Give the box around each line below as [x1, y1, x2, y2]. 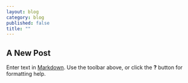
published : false [6, 20, 50, 26]
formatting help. [6, 70, 46, 78]
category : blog [6, 14, 45, 20]
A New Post [6, 48, 51, 58]
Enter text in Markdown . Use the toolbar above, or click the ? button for [6, 64, 183, 71]
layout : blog [6, 8, 39, 15]
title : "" [6, 25, 31, 32]
